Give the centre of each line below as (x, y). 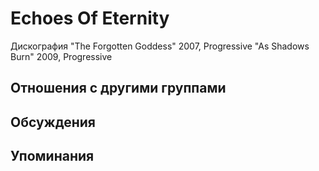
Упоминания (52, 156)
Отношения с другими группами (118, 88)
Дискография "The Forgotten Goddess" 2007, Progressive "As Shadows (160, 46)
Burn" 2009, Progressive (61, 56)
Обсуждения (53, 122)
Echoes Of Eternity (90, 18)
